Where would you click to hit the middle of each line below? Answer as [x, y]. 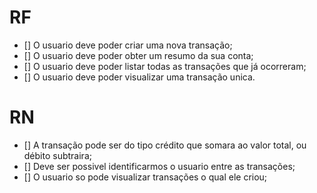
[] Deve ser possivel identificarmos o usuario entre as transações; [159, 166]
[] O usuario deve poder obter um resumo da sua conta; [138, 55]
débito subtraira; [57, 155]
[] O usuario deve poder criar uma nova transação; [128, 45]
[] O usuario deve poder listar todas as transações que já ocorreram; [165, 66]
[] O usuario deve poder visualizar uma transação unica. [139, 77]
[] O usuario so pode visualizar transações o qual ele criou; [145, 177]
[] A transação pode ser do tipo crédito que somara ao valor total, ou [165, 145]
